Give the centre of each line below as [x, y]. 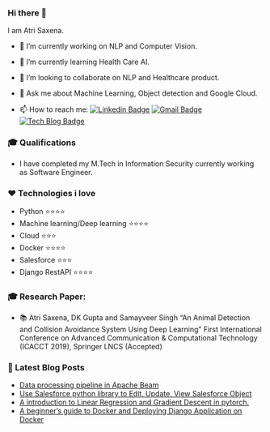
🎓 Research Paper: [47, 297]
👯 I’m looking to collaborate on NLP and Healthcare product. [119, 78]
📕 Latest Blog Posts [46, 368]
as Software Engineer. [56, 172]
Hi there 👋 [27, 13]
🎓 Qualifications [42, 143]
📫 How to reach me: [54, 109]
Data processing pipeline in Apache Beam [89, 385]
